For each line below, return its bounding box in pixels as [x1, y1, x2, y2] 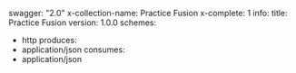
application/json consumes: [21, 44, 125, 55]
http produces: [21, 35, 78, 45]
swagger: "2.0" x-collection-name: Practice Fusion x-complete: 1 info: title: [8, 8, 288, 18]
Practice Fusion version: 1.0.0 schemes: [8, 17, 157, 28]
